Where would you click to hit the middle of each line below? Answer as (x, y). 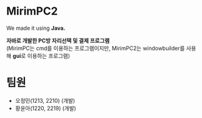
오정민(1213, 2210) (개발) (45, 100)
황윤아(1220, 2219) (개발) (46, 108)
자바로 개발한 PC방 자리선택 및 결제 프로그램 (58, 40)
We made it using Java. (36, 28)
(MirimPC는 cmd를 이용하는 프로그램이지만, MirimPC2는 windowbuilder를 (96, 48)
